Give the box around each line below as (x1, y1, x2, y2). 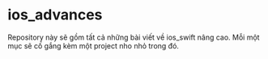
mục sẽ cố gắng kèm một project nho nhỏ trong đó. (7, 40, 180, 50)
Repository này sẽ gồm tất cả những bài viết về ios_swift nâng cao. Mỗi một (7, 32, 260, 42)
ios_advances (7, 6, 103, 24)
